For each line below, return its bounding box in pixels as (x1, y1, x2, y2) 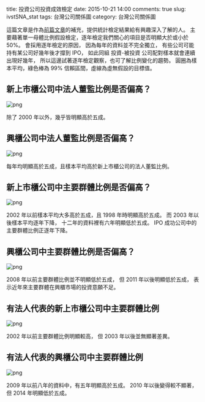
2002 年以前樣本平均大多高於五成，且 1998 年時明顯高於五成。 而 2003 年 (6, 211, 194, 219)
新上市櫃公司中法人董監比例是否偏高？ (6, 84, 151, 95)
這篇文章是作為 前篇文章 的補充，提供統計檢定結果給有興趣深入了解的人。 (6, 26, 188, 33)
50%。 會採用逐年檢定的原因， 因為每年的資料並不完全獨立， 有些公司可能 (6, 42, 195, 48)
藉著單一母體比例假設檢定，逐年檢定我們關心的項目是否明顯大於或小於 (11, 34, 188, 41)
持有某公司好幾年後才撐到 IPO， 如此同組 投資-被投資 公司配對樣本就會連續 (6, 49, 196, 56)
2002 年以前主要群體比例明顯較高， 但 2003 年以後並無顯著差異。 (6, 333, 173, 340)
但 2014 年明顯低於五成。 (6, 389, 70, 396)
